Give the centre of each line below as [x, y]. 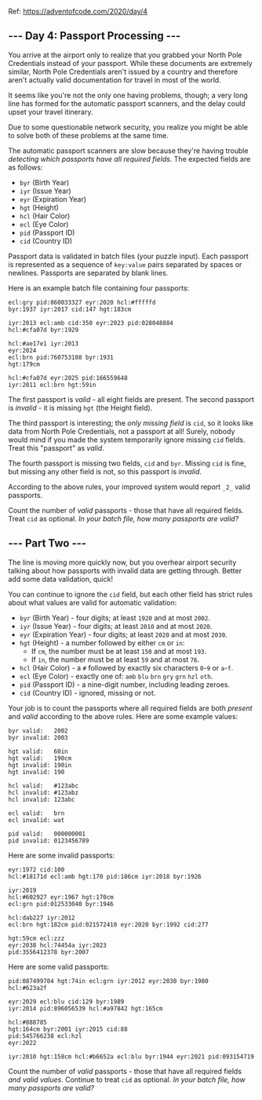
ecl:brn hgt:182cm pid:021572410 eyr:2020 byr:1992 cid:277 [109, 925]
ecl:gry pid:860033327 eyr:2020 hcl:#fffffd [82, 302]
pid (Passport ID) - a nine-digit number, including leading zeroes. [124, 684]
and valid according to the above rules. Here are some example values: [123, 716]
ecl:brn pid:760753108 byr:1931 [61, 357]
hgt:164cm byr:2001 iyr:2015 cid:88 [68, 1029]
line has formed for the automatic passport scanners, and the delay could [127, 103]
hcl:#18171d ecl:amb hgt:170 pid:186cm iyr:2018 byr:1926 [105, 876]
